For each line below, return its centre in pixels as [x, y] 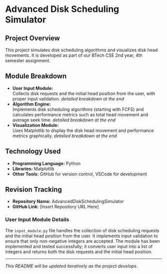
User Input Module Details [37, 220]
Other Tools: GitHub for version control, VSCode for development [80, 174]
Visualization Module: [35, 125]
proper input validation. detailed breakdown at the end [68, 98]
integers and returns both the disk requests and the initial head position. [79, 252]
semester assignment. [28, 60]
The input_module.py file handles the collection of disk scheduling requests [82, 230]
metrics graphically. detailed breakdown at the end [64, 136]
